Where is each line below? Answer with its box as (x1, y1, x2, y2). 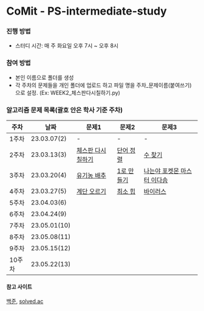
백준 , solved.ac (6, 298, 44, 305)
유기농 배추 (76, 172, 106, 180)
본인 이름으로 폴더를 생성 (15, 74, 74, 81)
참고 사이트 (6, 283, 32, 290)
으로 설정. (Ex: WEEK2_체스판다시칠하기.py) (15, 89, 120, 96)
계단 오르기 (76, 187, 106, 196)
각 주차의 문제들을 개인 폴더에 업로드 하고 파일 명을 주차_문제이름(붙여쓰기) (15, 81, 192, 89)
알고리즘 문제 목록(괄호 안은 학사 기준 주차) (6, 105, 123, 114)
